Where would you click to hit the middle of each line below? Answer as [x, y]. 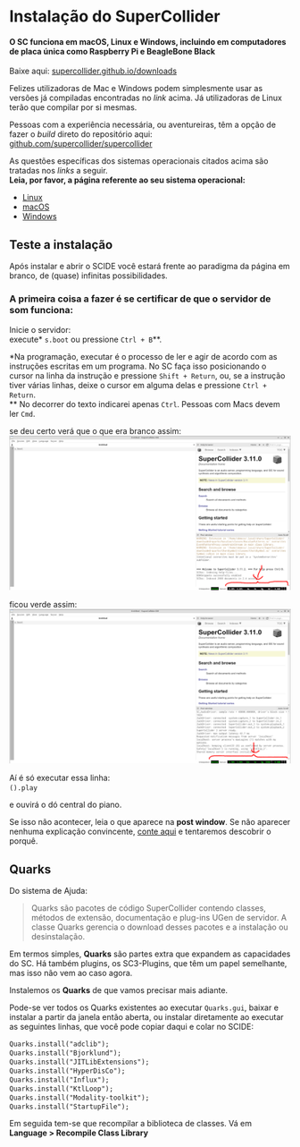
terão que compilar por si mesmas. [73, 107]
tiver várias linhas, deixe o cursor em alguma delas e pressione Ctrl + [138, 385]
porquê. [24, 841]
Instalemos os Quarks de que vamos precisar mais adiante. [119, 990]
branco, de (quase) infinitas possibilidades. [88, 276]
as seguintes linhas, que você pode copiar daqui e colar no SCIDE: [132, 1027]
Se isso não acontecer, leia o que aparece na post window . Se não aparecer [150, 822]
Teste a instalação [61, 245]
